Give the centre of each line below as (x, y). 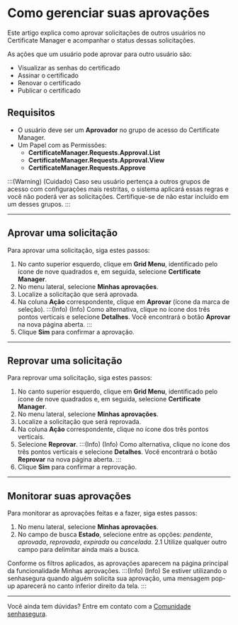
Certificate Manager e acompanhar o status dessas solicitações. (101, 40)
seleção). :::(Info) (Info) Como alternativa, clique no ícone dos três (114, 309)
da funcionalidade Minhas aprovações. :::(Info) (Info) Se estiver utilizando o (117, 571)
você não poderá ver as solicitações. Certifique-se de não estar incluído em (118, 196)
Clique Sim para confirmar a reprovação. (77, 467)
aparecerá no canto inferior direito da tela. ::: (81, 586)
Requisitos (31, 113)
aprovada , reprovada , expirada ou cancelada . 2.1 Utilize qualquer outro (122, 542)
